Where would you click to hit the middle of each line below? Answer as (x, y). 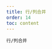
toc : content (23, 23)
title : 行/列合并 (26, 12)
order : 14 (19, 18)
